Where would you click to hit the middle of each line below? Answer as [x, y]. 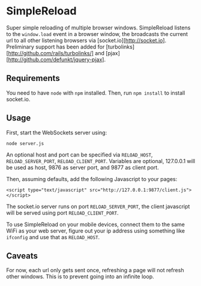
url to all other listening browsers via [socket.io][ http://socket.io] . [86, 40]
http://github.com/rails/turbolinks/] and [56, 53]
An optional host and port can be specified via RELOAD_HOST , [79, 155]
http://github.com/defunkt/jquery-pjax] [56, 59]
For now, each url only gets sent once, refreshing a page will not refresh [95, 270]
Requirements [33, 78]
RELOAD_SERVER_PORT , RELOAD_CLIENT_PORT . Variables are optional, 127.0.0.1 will [101, 161]
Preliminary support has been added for [55, 47]
